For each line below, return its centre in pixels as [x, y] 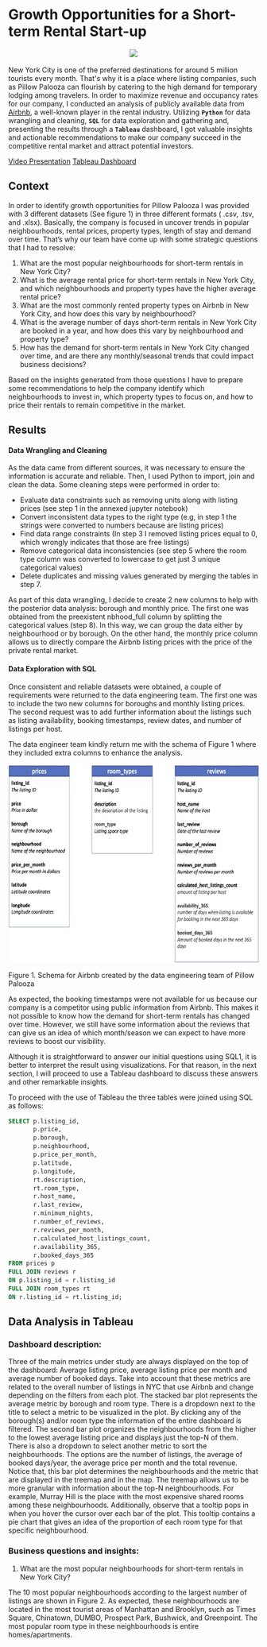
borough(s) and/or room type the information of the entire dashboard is [125, 1421]
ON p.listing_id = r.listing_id [62, 1281]
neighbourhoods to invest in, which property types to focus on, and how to [131, 396]
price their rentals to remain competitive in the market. [97, 405]
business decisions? [53, 364]
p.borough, [51, 1138]
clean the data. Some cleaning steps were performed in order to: [114, 485]
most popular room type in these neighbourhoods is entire [104, 1626]
